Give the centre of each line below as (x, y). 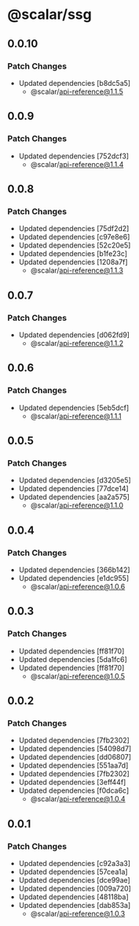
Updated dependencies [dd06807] (75, 757)
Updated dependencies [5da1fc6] (73, 659)
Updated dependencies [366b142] (74, 570)
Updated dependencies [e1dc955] (74, 578)
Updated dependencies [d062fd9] (74, 335)
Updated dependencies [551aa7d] (73, 765)
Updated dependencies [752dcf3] (74, 156)
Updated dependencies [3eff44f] (72, 783)
